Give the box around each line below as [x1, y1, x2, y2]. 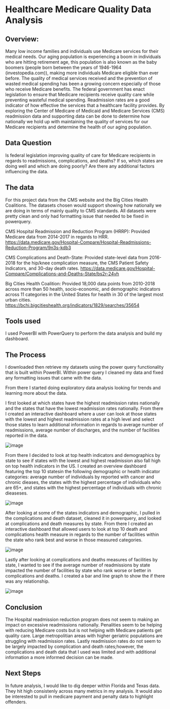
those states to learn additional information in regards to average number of [5, 422, 164, 428]
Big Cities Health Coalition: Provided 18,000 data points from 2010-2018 [5, 280, 155, 286]
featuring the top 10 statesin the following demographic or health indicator [5, 469, 160, 475]
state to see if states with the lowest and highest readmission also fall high [5, 457, 161, 464]
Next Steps [5, 669, 41, 678]
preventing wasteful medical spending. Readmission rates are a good [5, 97, 150, 103]
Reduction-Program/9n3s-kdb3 [5, 244, 71, 251]
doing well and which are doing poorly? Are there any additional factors [5, 163, 155, 169]
